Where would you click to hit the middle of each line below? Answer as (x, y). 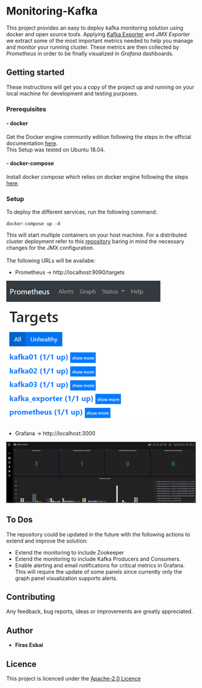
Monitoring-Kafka (52, 11)
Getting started (35, 73)
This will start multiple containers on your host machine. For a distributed (96, 235)
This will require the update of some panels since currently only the (98, 572)
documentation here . (32, 143)
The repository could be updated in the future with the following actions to (98, 534)
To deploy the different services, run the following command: (82, 212)
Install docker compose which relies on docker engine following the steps (97, 177)
